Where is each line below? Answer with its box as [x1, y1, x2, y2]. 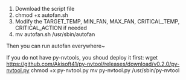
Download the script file [14, 5, 75, 12]
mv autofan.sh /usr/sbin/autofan [14, 31, 95, 38]
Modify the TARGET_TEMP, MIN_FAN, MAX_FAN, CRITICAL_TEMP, [14, 18, 180, 25]
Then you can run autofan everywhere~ [6, 42, 106, 49]
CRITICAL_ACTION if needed [14, 24, 88, 31]
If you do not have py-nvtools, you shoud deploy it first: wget [6, 54, 158, 61]
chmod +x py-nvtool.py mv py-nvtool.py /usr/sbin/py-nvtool [30, 67, 180, 74]
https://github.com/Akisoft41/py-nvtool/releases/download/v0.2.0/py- [6, 60, 180, 67]
